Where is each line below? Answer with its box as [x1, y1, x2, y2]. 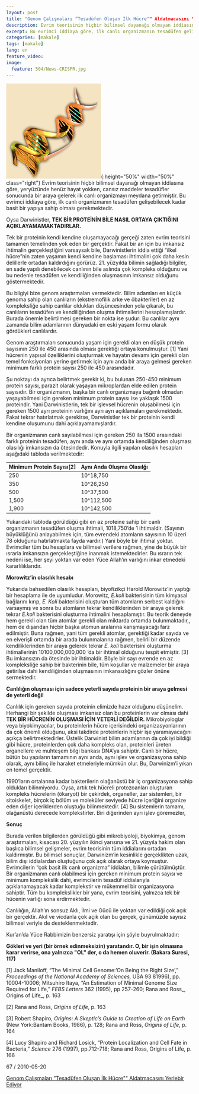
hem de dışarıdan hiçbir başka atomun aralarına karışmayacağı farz [6, 623, 170, 630]
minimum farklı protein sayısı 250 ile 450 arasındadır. [6, 364, 135, 371]
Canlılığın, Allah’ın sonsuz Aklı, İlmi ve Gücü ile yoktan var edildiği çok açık [6, 906, 187, 914]
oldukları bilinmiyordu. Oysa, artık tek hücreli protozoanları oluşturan [6, 784, 173, 791]
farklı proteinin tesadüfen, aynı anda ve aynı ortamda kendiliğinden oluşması [6, 437, 192, 445]
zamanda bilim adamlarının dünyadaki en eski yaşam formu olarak [6, 321, 167, 328]
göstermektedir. [6, 278, 45, 285]
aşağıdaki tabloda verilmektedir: [6, 450, 84, 457]
